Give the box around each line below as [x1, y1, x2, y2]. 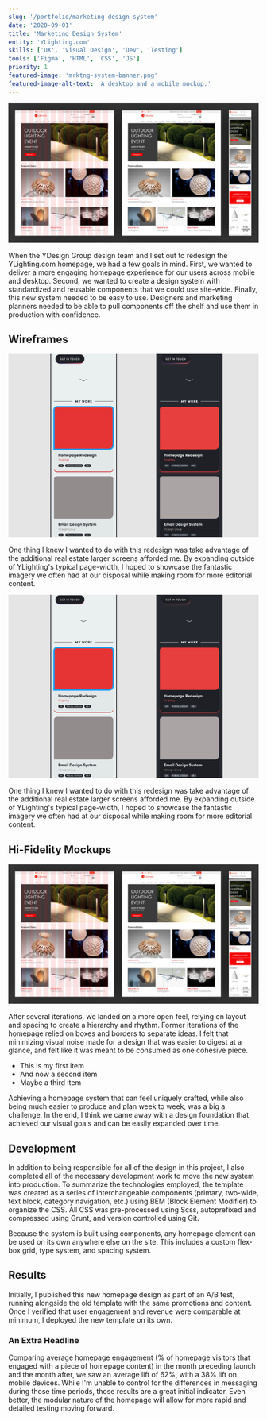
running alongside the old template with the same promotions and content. [8, 1298, 253, 1307]
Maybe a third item [19, 1078, 82, 1087]
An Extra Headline [8, 1334, 79, 1346]
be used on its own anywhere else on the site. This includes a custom [8, 1237, 236, 1246]
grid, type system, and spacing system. [22, 1245, 152, 1255]
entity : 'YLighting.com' [8, 38, 91, 46]
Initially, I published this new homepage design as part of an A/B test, [8, 1289, 235, 1299]
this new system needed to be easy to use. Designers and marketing [8, 292, 233, 302]
